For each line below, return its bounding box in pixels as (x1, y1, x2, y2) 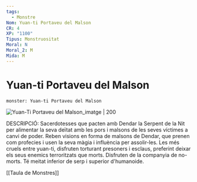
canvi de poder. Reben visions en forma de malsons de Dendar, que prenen (6, 132, 190, 139)
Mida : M (6, 53, 25, 59)
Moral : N (6, 42, 28, 48)
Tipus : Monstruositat (6, 36, 60, 42)
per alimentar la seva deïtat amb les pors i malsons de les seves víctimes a (6, 126, 188, 133)
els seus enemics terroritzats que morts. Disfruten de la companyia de (6, 151, 177, 158)
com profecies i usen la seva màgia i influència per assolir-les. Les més (6, 139, 180, 146)
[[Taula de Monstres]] (6, 169, 59, 176)
